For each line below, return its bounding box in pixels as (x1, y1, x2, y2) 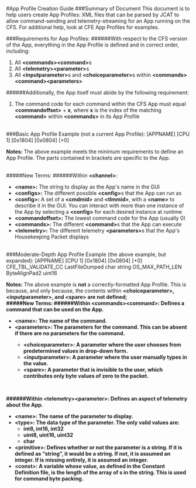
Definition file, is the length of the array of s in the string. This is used (14, 469, 186, 476)
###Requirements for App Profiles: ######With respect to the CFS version (6, 35, 188, 42)
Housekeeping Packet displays (14, 233, 89, 240)
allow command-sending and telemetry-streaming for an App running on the (6, 18, 190, 24)
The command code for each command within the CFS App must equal (14, 100, 186, 107)
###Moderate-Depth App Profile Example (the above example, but (6, 251, 167, 258)
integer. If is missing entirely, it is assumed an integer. (14, 456, 149, 463)
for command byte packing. (14, 475, 84, 482)
